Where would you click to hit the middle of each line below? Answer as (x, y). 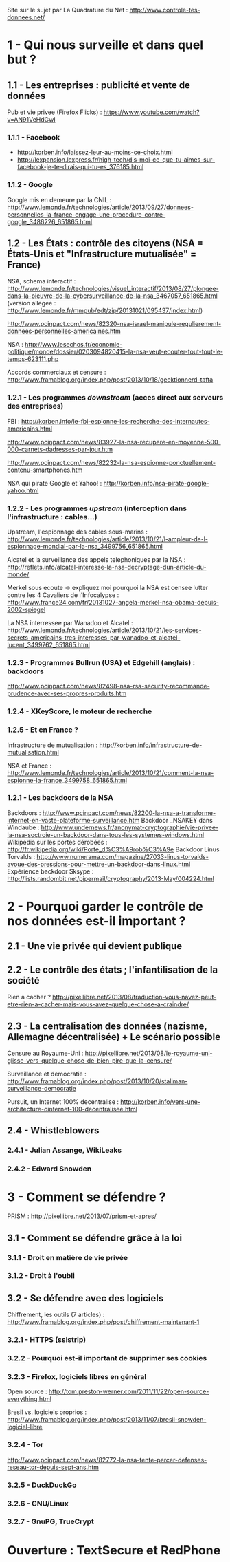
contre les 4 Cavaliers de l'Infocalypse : (63, 595)
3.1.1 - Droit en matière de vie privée (68, 1257)
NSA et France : (30, 766)
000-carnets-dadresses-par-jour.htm (60, 449)
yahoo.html (23, 490)
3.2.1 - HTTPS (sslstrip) (47, 1340)
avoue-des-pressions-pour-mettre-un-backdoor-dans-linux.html (99, 864)
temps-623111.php (33, 359)
